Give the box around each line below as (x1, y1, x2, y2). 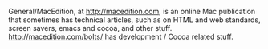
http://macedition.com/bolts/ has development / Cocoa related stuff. (8, 32, 234, 41)
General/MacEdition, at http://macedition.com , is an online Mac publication (8, 7, 256, 16)
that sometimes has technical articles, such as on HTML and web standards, (8, 15, 261, 24)
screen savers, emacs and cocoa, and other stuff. (8, 24, 173, 32)
